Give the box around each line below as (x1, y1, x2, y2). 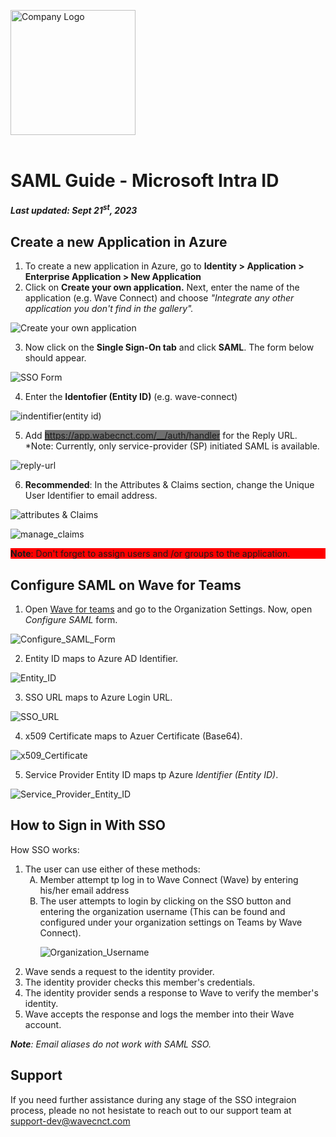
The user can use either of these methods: (24, 863, 201, 875)
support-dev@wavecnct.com (10, 1115, 131, 1127)
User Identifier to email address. (24, 490, 158, 502)
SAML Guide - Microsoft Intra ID (10, 170, 280, 192)
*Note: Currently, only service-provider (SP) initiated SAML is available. (24, 440, 320, 452)
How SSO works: (10, 843, 80, 855)
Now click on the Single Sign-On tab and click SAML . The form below (24, 341, 315, 354)
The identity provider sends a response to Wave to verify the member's (24, 986, 319, 999)
